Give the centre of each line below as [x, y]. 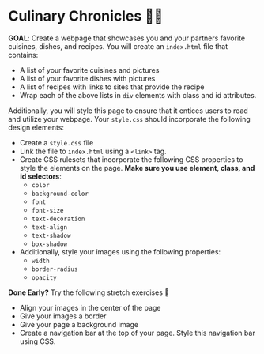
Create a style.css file [57, 142]
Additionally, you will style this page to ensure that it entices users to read [128, 111]
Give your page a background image [79, 324]
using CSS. [38, 341]
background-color [60, 194]
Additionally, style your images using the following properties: [120, 251]
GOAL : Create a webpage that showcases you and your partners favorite [127, 38]
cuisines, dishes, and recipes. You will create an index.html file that [118, 46]
